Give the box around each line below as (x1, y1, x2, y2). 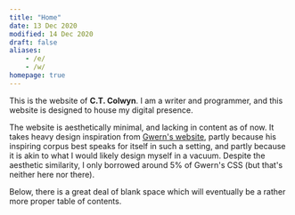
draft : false (9, 37, 58, 47)
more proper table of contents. (9, 195, 122, 206)
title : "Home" (9, 12, 62, 22)
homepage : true (9, 71, 66, 80)
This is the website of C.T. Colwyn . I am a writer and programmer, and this (9, 95, 283, 106)
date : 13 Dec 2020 (9, 21, 78, 30)
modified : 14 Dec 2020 (9, 29, 94, 38)
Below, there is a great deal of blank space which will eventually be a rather (9, 186, 286, 196)
